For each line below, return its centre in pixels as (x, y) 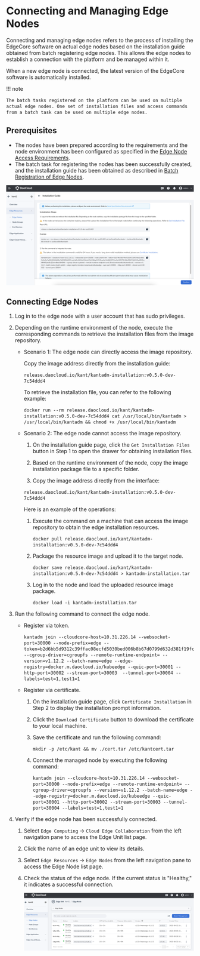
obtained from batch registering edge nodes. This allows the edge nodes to (99, 53)
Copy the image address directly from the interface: (96, 481)
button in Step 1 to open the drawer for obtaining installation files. (112, 451)
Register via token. (46, 626)
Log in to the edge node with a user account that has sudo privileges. (100, 316)
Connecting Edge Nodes (52, 302)
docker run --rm (44, 410)
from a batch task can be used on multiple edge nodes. (77, 112)
